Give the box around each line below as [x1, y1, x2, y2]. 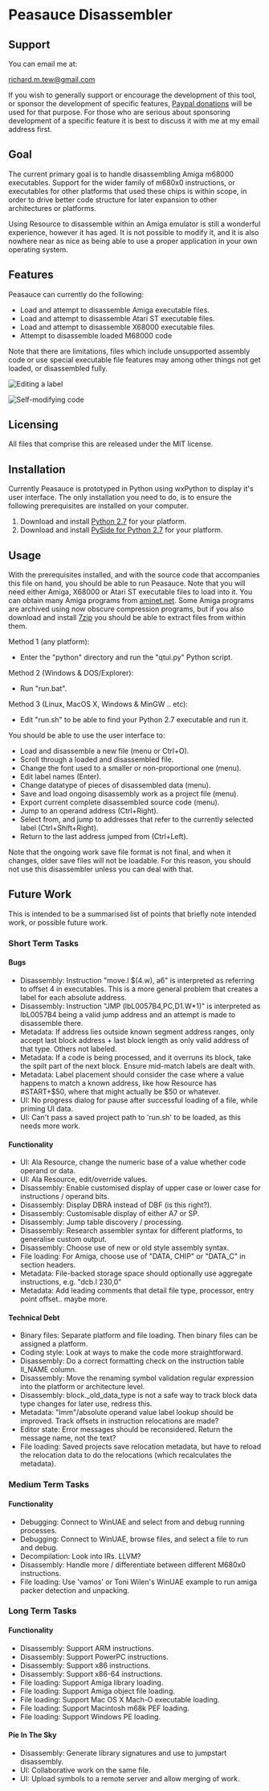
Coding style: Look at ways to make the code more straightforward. [19, 1347, 243, 1358]
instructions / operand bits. [19, 1192, 110, 1202]
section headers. [19, 1260, 76, 1270]
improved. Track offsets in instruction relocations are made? [19, 1416, 219, 1426]
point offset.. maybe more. [19, 1294, 108, 1304]
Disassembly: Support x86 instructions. [19, 1661, 151, 1670]
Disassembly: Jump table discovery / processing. [19, 1218, 183, 1227]
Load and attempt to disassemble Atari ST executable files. [19, 313, 215, 323]
